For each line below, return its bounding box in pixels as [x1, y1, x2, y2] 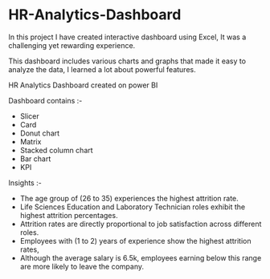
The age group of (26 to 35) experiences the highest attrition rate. [19, 193, 239, 203]
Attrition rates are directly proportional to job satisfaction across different [19, 219, 262, 228]
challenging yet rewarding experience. [8, 40, 136, 50]
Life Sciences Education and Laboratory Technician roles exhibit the [19, 202, 246, 212]
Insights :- [8, 178, 42, 188]
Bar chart [19, 154, 51, 164]
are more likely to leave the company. [19, 261, 145, 271]
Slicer [19, 111, 39, 121]
